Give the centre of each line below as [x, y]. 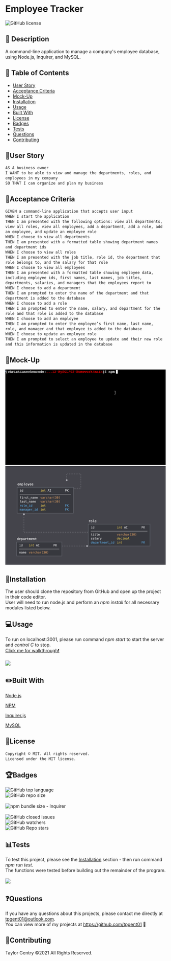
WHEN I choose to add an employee [42, 319]
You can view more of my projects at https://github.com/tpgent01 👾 [76, 924]
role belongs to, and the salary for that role [57, 263]
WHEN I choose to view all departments [48, 237]
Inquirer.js [16, 715]
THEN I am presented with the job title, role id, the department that [83, 258]
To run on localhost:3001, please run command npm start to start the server [85, 639]
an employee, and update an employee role [51, 232]
